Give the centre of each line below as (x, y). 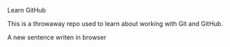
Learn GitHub (27, 10)
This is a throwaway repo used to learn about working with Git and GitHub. (115, 23)
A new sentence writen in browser (57, 37)
